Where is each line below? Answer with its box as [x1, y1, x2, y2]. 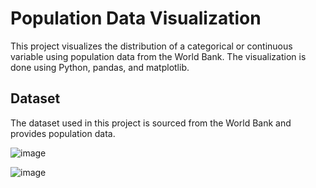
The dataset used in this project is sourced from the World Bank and [10, 117, 292, 129]
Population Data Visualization [10, 7, 262, 30]
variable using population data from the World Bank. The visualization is [10, 50, 307, 62]
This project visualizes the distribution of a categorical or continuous [10, 40, 293, 52]
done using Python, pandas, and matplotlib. [10, 61, 190, 73]
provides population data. [10, 127, 116, 139]
